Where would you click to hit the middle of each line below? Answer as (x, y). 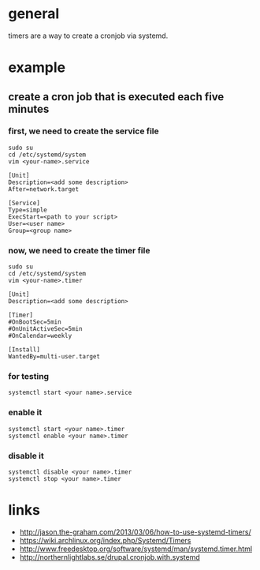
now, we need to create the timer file (79, 250)
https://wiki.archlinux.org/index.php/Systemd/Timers (105, 540)
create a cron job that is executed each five (116, 97)
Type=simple (28, 210)
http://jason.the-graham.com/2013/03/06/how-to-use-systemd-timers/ (135, 532)
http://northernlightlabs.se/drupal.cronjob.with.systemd (110, 557)
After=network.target (44, 189)
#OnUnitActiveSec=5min (45, 329)
